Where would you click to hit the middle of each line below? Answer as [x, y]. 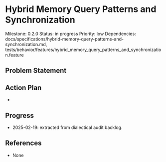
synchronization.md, [26, 44]
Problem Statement [36, 71]
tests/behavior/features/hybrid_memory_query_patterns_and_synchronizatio [83, 49]
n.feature [14, 55]
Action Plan [23, 88]
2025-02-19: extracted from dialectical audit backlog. [67, 127]
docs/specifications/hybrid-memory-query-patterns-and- [65, 39]
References [23, 143]
